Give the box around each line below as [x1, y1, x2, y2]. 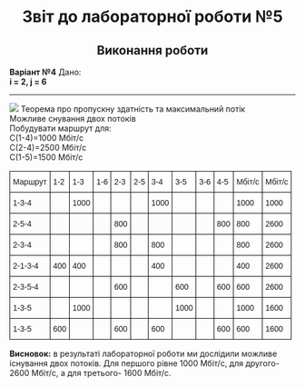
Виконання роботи [96, 43, 209, 58]
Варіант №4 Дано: [9, 66, 82, 77]
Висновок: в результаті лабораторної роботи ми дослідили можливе [9, 348, 278, 359]
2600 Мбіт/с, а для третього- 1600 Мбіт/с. [9, 368, 172, 378]
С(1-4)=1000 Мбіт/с [9, 133, 84, 143]
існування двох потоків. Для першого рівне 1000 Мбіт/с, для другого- [9, 358, 280, 369]
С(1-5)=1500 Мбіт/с [9, 152, 84, 163]
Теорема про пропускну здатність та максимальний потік [20, 104, 246, 114]
